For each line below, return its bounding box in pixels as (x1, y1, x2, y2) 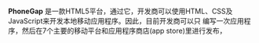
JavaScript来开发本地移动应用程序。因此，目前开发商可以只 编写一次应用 (8, 16, 245, 26)
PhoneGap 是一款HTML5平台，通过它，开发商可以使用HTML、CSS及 (8, 6, 233, 16)
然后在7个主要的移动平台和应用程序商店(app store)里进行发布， (21, 26, 227, 36)
